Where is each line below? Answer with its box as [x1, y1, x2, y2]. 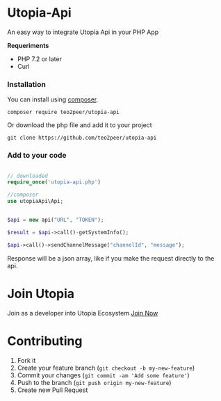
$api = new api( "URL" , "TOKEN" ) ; [7, 217, 104, 224]
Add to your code [7, 151, 67, 161]
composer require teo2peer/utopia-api [7, 109, 120, 116]
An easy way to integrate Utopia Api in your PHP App [7, 28, 159, 36]
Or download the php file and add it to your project [7, 121, 152, 129]
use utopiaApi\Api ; [7, 198, 64, 205]
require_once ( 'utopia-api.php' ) [7, 179, 101, 186]
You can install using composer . [7, 95, 99, 104]
